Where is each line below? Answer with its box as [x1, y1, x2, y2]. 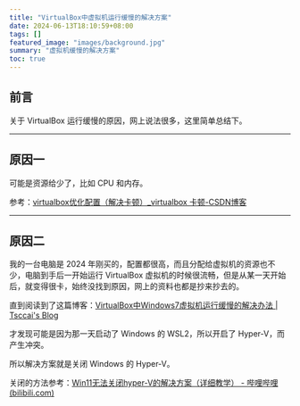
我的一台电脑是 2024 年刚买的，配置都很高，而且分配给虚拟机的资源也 [9, 259, 268, 269]
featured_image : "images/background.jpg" [9, 37, 166, 47]
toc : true [9, 54, 46, 63]
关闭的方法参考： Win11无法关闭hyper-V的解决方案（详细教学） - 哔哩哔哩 [9, 377, 279, 388]
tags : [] [9, 29, 42, 38]
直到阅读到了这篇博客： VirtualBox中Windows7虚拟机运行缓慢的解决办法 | [9, 300, 279, 311]
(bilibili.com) [9, 387, 55, 398]
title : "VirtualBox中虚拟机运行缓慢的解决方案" [9, 12, 172, 22]
